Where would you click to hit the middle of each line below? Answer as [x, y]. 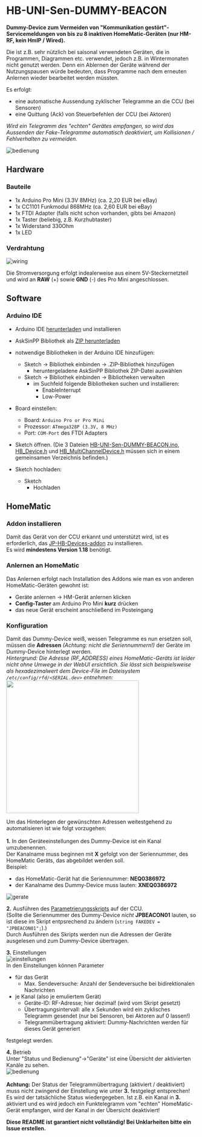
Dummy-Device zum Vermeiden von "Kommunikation [75, 27]
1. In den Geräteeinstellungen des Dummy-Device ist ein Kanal [84, 841]
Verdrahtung [25, 248]
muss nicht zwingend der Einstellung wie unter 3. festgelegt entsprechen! [98, 1091]
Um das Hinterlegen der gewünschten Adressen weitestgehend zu [89, 822]
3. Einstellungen [26, 952]
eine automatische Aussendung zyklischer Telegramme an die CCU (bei [105, 101]
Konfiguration [27, 625]
